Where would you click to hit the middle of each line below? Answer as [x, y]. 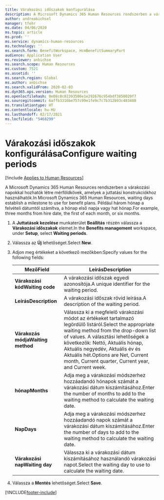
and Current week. [85, 367]
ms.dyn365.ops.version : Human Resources [47, 92]
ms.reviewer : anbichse [28, 60]
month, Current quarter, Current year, [107, 361]
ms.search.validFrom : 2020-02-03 [39, 87]
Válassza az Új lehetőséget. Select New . [52, 243]
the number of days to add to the [101, 432]
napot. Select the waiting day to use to [107, 465]
